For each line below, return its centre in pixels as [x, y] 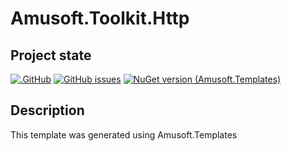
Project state [51, 55]
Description [47, 110]
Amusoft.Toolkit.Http [100, 18]
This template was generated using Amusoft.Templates [124, 134]
